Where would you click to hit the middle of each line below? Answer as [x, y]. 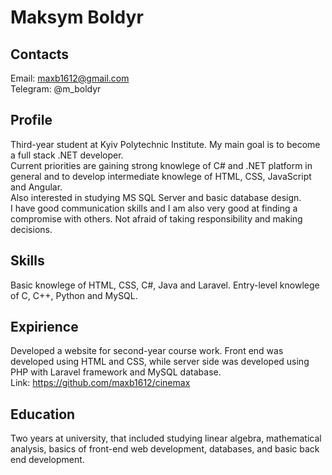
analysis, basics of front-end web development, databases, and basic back [165, 449]
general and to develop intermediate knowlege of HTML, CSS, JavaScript [161, 176]
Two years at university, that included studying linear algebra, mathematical [166, 438]
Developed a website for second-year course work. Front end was [147, 351]
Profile [31, 120]
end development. [47, 460]
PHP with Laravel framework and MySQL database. [116, 372]
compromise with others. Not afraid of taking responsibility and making [156, 218]
